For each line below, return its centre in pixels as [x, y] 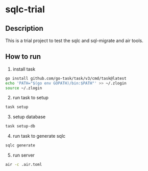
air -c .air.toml [24, 165]
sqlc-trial [25, 9]
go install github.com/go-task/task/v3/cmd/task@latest [66, 78]
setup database [29, 117]
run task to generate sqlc [39, 136]
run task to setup [30, 98]
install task [24, 69]
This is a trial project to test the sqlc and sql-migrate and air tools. [75, 40]
